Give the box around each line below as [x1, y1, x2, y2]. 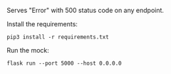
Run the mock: [6, 46, 49, 54]
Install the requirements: [6, 20, 78, 28]
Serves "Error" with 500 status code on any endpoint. [6, 6, 165, 14]
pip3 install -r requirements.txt [6, 33, 110, 41]
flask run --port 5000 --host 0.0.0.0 [6, 60, 122, 67]
